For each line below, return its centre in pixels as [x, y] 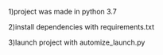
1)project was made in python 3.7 [62, 12]
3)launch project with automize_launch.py [77, 42]
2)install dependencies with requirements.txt [81, 27]
